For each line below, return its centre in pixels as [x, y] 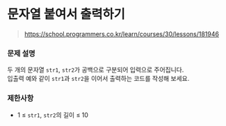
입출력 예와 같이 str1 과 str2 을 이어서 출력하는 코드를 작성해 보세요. [98, 79]
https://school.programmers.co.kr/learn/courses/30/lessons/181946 [121, 34]
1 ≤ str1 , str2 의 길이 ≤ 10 [53, 115]
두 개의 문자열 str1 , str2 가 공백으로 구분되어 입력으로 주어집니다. [96, 70]
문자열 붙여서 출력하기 [66, 14]
